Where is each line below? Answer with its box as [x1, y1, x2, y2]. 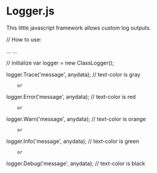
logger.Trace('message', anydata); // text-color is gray [6, 71, 141, 78]
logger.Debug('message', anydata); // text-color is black [6, 160, 146, 167]
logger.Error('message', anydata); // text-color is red [6, 93, 136, 100]
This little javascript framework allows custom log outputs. [6, 24, 152, 31]
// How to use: [6, 36, 42, 43]
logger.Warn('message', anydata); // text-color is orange [6, 115, 146, 122]
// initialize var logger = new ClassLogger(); [6, 59, 114, 66]
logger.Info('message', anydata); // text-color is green [6, 137, 139, 145]
